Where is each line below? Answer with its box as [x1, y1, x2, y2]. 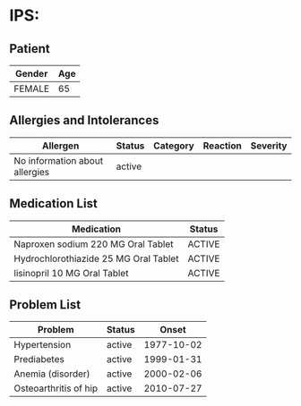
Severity [250, 140, 288, 152]
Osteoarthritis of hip [13, 382, 99, 394]
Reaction [202, 140, 242, 152]
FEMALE [13, 82, 50, 95]
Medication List [9, 196, 99, 211]
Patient [9, 41, 51, 56]
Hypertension [13, 339, 72, 351]
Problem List [9, 297, 82, 313]
